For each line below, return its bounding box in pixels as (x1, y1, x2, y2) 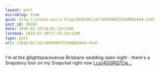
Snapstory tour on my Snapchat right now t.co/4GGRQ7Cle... (5, 59, 132, 66)
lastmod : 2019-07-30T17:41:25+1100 (5, 31, 81, 36)
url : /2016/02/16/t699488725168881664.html (5, 41, 99, 46)
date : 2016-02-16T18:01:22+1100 (5, 26, 73, 31)
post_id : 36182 (5, 21, 37, 27)
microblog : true (5, 12, 39, 17)
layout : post (5, 7, 33, 13)
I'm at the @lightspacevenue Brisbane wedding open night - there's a (5, 54, 150, 60)
